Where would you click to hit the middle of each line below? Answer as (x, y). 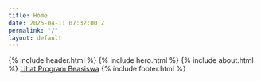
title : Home (28, 15)
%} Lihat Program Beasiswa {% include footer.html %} (97, 69)
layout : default (35, 38)
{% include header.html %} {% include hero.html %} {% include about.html (131, 60)
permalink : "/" (33, 30)
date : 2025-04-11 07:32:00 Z (56, 23)
